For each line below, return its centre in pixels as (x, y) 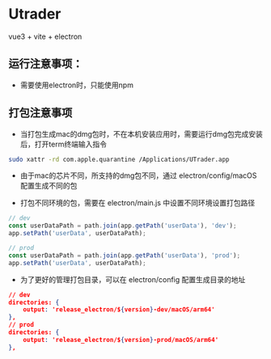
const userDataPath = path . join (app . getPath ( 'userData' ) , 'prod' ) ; (125, 256)
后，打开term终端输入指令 (64, 144)
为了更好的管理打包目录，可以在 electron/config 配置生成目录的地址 (133, 279)
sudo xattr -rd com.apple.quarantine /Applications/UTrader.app (119, 159)
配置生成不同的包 (49, 186)
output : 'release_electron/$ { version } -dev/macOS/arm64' (119, 310)
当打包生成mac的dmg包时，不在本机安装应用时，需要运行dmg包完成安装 (141, 133)
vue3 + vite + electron (45, 36)
